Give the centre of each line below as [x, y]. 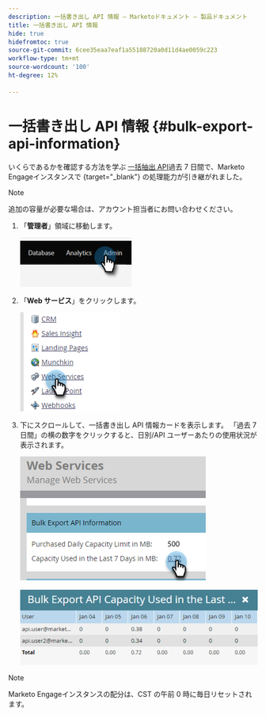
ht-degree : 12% [33, 75]
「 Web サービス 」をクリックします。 [80, 301]
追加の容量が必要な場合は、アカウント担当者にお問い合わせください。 [123, 209]
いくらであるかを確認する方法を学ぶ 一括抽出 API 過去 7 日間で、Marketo [127, 167]
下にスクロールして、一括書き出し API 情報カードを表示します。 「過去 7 [138, 425]
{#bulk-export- [202, 126]
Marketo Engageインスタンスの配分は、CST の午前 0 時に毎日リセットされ [130, 695]
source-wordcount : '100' [49, 67]
